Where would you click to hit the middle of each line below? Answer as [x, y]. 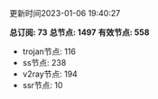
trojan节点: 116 [49, 51]
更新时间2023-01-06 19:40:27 [65, 13]
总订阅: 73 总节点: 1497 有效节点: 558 [79, 32]
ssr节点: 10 [42, 85]
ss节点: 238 [44, 63]
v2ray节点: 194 [50, 74]
